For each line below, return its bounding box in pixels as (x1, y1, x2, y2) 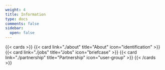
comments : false (5, 21, 39, 26)
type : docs (5, 16, 28, 21)
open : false (10, 30, 35, 35)
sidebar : (5, 26, 24, 31)
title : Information (5, 12, 46, 17)
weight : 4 (5, 7, 26, 12)
